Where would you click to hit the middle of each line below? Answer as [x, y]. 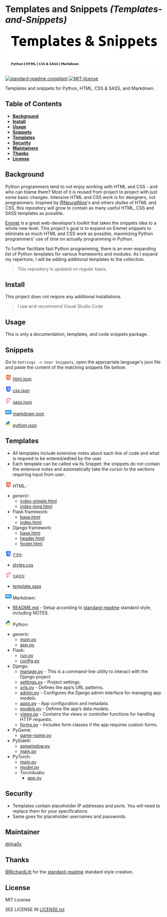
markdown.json [28, 414]
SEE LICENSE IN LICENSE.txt [35, 909]
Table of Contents [34, 104]
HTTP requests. [36, 719]
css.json [21, 390]
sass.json [22, 402]
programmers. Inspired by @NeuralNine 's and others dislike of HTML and [81, 202]
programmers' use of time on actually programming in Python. [69, 239]
